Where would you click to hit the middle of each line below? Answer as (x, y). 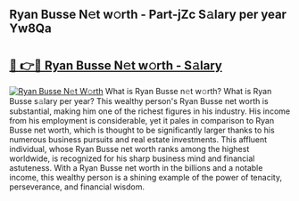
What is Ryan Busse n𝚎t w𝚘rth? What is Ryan (189, 91)
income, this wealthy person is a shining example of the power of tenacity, (146, 177)
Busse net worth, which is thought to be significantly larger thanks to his (142, 130)
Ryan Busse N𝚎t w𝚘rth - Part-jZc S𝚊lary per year (148, 15)
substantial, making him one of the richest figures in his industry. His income (150, 111)
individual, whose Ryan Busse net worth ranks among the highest (129, 149)
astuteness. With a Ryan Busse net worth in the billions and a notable (136, 168)
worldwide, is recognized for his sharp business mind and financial (132, 158)
